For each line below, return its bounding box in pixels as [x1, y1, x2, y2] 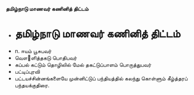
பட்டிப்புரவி [14, 68, 41, 75]
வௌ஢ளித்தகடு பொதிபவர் [14, 54, 77, 62]
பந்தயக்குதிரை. [14, 82, 50, 89]
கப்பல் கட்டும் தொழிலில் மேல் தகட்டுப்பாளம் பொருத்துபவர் [14, 61, 152, 68]
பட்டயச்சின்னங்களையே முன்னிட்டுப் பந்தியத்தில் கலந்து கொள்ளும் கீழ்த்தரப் [14, 74, 188, 82]
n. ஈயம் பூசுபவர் [14, 47, 52, 54]
